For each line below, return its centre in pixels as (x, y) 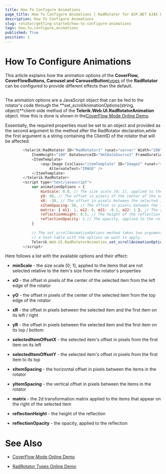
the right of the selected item (42, 404)
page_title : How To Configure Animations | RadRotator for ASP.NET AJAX (82, 14)
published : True (22, 33)
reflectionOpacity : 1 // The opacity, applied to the (97, 219)
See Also (24, 443)
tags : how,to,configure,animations (42, 28)
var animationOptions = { (58, 187)
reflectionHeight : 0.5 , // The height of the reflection (100, 215)
